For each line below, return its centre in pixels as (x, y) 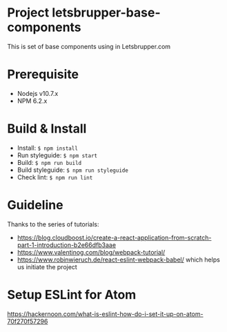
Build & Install (47, 129)
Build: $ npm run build (49, 162)
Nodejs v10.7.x (38, 93)
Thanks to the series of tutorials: (53, 224)
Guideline (35, 205)
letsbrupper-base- (106, 13)
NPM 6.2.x (32, 101)
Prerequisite (43, 75)
